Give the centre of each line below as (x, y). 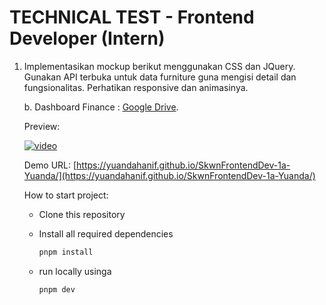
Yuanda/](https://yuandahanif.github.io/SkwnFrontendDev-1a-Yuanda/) (169, 175)
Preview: (42, 126)
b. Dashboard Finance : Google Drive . (101, 107)
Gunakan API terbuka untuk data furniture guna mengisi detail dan (160, 77)
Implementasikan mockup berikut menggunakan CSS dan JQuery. (159, 66)
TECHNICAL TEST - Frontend (132, 17)
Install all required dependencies (106, 233)
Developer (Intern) (87, 38)
